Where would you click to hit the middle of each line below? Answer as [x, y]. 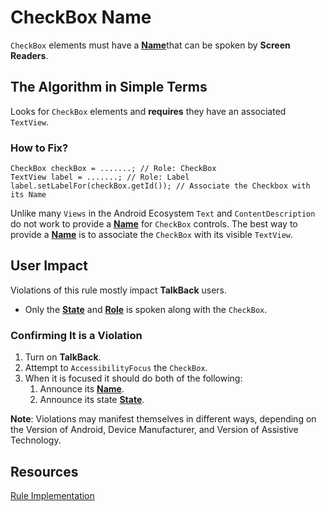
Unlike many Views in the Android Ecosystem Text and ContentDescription [163, 213]
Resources [44, 471]
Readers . [29, 55]
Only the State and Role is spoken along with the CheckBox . [146, 309]
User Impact [49, 266]
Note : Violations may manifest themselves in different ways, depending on [163, 419]
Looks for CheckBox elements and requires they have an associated [148, 111]
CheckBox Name [81, 17]
